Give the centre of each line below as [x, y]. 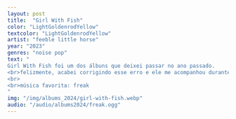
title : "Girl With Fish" [45, 20]
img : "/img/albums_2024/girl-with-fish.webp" [75, 99]
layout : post [26, 14]
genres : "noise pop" [38, 53]
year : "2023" [26, 46]
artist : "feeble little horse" [53, 40]
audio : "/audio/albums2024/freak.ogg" [64, 105]
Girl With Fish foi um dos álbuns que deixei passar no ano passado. [111, 66]
